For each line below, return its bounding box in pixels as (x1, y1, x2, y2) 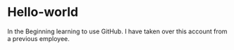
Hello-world (7, 4, 79, 20)
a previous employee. (7, 34, 70, 42)
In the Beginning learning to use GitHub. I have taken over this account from (7, 27, 228, 35)
